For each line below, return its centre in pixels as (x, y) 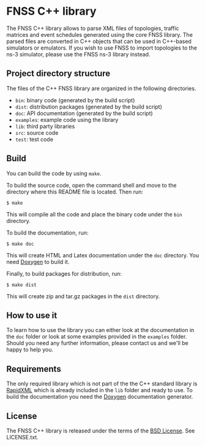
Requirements (34, 369)
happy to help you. (30, 350)
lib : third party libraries (45, 126)
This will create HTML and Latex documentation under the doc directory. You (103, 255)
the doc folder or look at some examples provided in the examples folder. (97, 337)
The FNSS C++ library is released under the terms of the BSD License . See (101, 431)
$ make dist (21, 285)
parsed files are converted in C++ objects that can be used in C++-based (99, 41)
